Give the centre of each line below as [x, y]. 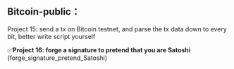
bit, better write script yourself [51, 36]
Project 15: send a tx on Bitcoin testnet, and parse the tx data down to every [117, 29]
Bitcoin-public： [44, 12]
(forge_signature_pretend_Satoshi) [57, 58]
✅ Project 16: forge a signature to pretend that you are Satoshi [99, 49]
